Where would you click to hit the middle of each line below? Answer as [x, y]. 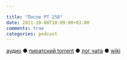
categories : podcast [32, 34]
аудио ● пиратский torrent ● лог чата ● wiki [63, 51]
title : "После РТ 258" [34, 17]
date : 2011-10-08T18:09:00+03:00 [48, 22]
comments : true [25, 28]
